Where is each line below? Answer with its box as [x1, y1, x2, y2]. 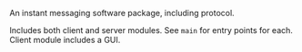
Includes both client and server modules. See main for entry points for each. [9, 25, 294, 35]
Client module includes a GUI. [9, 35, 121, 45]
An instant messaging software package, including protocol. [9, 8, 235, 18]
